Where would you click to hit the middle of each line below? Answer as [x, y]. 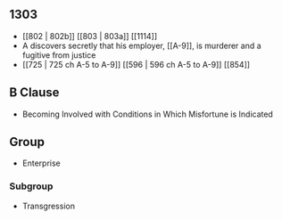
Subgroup [31, 186]
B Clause [34, 93]
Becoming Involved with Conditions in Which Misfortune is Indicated [148, 114]
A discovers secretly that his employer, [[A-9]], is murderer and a [141, 45]
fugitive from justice [59, 55]
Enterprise [41, 163]
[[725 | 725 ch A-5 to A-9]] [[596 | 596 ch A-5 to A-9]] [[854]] [136, 64]
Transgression [49, 206]
